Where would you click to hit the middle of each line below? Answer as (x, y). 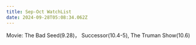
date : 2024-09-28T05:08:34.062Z (47, 17)
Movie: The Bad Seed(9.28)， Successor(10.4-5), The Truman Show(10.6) (98, 35)
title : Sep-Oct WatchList (39, 12)
